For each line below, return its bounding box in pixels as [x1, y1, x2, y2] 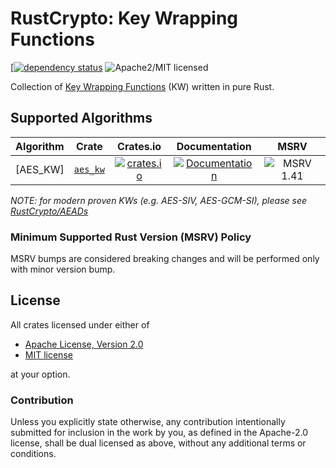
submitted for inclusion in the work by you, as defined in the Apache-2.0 [10, 427, 308, 439]
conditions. [10, 448, 57, 460]
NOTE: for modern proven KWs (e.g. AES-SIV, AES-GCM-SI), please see [10, 194, 308, 206]
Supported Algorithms [10, 110, 153, 127]
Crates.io [117, 139, 162, 153]
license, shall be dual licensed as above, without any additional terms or [10, 437, 307, 449]
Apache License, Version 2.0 [24, 338, 144, 350]
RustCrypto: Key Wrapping [10, 7, 239, 30]
